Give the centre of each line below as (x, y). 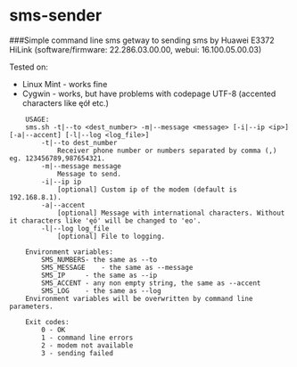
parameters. (31, 306)
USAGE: (37, 119)
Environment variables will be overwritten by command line (139, 298)
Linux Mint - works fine (65, 84)
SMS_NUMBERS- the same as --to (99, 259)
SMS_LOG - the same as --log (102, 290)
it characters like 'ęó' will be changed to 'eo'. (105, 220)
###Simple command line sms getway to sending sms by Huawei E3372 (142, 40)
